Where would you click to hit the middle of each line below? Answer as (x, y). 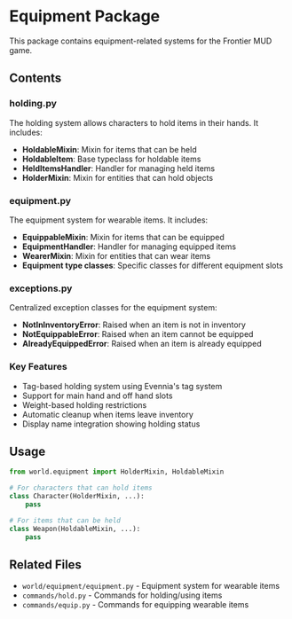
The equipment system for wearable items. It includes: (109, 220)
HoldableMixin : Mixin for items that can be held (109, 149)
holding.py (33, 104)
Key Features (39, 367)
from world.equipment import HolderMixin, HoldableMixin (117, 472)
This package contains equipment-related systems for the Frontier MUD (141, 41)
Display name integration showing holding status (111, 424)
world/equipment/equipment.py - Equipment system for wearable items (151, 586)
